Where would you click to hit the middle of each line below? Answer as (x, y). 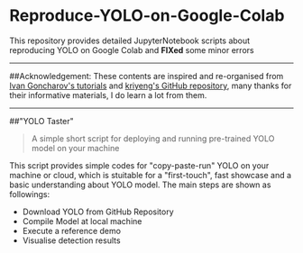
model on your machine (75, 148)
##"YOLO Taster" (41, 121)
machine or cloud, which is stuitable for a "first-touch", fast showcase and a (150, 175)
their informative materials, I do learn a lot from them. (108, 95)
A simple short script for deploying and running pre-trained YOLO (153, 138)
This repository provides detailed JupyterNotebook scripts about (130, 41)
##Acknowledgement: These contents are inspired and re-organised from (147, 76)
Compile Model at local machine (82, 221)
